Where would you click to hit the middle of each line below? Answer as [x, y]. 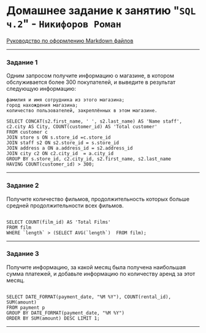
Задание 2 [23, 186]
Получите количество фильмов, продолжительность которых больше [98, 199]
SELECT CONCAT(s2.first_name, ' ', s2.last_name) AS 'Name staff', [94, 121]
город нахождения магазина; [42, 105]
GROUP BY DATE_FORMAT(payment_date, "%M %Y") [65, 313]
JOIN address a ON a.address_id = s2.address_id [70, 148]
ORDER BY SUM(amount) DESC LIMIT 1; [53, 318]
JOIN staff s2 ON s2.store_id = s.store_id [63, 143]
